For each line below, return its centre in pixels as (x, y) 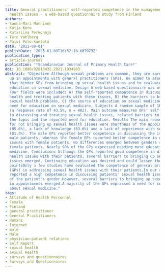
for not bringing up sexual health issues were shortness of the (78, 124)
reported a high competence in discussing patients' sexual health (80, 175)
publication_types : (25, 55)
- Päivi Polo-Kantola (27, 42)
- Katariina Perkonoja (28, 33)
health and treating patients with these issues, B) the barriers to (82, 97)
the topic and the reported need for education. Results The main (79, 119)
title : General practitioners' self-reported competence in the (72, 10)
